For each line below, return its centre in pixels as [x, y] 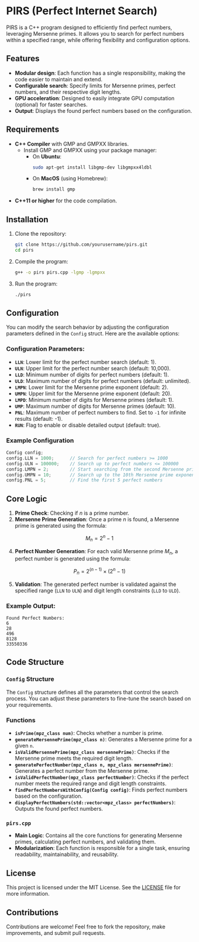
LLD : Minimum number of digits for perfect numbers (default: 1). [92, 375]
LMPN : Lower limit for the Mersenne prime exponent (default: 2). [92, 387]
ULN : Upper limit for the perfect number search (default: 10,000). [93, 368]
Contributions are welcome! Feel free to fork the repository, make [86, 927]
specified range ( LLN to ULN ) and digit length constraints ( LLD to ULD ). [97, 590]
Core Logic [27, 499]
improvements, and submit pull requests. [56, 933]
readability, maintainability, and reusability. [67, 854]
